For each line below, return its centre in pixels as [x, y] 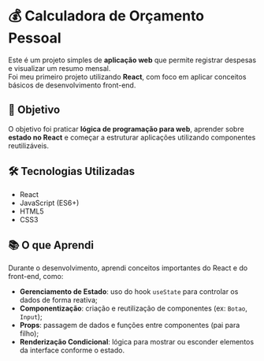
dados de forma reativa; [58, 300]
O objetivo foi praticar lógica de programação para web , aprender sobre [126, 128]
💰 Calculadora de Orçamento [106, 16]
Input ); [31, 317]
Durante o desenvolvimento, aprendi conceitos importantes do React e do [128, 268]
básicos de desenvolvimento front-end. [72, 85]
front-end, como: [36, 277]
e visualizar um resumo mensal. [59, 68]
